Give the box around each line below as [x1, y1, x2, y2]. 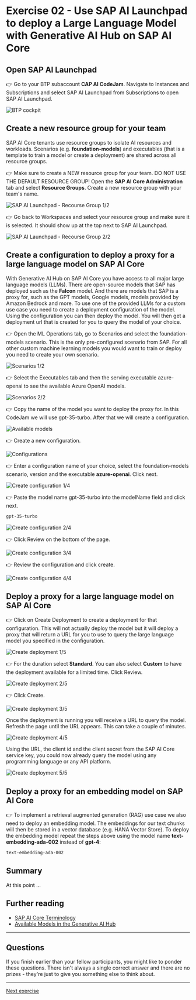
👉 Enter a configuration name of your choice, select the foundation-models [6, 462, 189, 469]
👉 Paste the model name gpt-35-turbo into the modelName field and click [6, 494, 185, 501]
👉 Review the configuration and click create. [6, 561, 115, 568]
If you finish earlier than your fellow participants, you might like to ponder [6, 958, 182, 965]
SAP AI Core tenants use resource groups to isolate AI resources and [6, 139, 172, 146]
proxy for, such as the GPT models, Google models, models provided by [6, 293, 179, 300]
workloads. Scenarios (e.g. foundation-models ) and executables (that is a [6, 145, 185, 152]
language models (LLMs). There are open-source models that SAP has [6, 281, 176, 288]
